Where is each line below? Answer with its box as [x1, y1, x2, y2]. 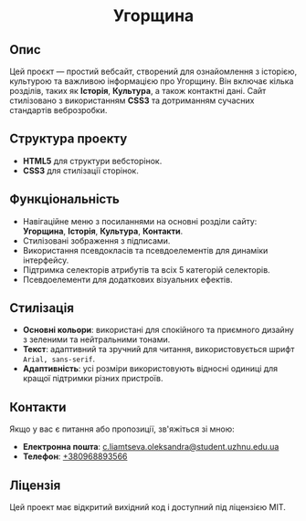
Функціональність [9, 192, 121, 207]
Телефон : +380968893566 [22, 451, 128, 462]
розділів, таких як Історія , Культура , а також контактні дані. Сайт [9, 86, 267, 96]
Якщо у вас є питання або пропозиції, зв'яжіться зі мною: [9, 423, 235, 434]
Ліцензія [9, 477, 61, 493]
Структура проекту [9, 131, 128, 147]
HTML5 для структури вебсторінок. [22, 155, 163, 166]
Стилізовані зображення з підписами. [22, 234, 171, 246]
